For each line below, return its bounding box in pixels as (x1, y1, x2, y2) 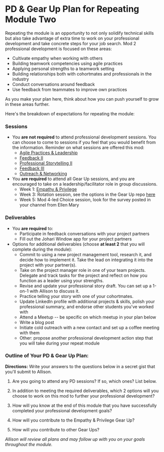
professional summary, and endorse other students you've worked (19, 303, 154, 310)
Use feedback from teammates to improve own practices (12, 86, 127, 92)
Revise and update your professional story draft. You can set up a (19, 283, 152, 289)
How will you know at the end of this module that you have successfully (12, 402, 157, 408)
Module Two (5, 14, 56, 25)
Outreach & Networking (19, 171, 68, 177)
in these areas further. (5, 101, 50, 107)
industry (12, 76, 29, 82)
